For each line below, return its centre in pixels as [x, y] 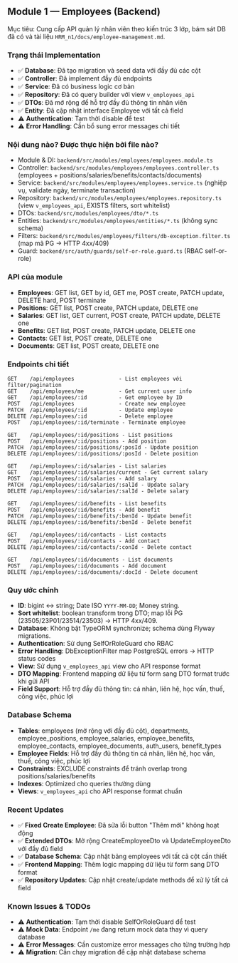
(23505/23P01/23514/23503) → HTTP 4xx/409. [87, 621]
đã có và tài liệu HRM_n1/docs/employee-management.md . [86, 36]
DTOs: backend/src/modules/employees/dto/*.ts [88, 213]
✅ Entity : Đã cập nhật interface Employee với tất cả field [100, 110]
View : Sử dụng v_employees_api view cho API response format [109, 666]
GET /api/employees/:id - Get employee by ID [95, 398]
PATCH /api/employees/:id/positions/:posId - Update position [103, 448]
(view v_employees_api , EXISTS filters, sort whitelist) [94, 205]
